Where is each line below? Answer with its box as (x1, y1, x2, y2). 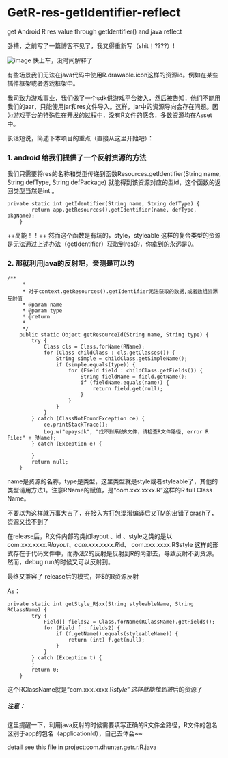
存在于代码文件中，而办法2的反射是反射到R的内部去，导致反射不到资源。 (12, 549, 218, 557)
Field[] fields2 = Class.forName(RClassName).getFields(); (43, 618, 215, 625)
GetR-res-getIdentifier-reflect (7, 5, 181, 21)
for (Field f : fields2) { (43, 624, 121, 631)
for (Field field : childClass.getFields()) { (68, 367, 203, 374)
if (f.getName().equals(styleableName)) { (55, 630, 179, 637)
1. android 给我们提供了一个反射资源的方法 (7, 153, 147, 162)
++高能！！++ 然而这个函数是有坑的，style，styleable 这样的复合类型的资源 (7, 231, 221, 240)
